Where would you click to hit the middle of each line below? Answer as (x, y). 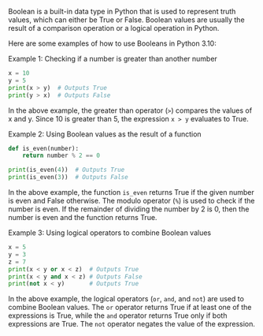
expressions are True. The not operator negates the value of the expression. (132, 324)
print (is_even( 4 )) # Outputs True (67, 170)
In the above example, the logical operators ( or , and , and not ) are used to (126, 299)
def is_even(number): (44, 148)
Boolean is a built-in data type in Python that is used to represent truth (122, 11)
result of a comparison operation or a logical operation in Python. (114, 28)
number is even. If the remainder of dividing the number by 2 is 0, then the (129, 209)
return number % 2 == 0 (61, 156)
